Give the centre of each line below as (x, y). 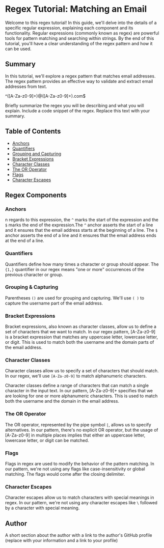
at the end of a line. (25, 241)
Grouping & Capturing (32, 287)
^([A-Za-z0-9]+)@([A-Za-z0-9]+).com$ (45, 96)
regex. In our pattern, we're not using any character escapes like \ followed (81, 503)
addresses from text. (26, 86)
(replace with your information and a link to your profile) (61, 541)
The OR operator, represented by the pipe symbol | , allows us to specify (78, 425)
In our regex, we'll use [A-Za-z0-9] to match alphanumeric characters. (76, 376)
